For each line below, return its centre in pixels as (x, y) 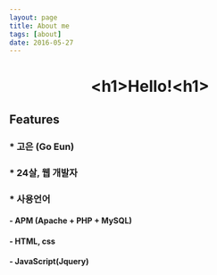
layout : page (33, 17)
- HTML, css (33, 241)
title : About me (39, 26)
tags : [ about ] (36, 34)
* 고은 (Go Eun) (42, 146)
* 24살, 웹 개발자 (44, 172)
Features (34, 119)
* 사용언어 (30, 199)
